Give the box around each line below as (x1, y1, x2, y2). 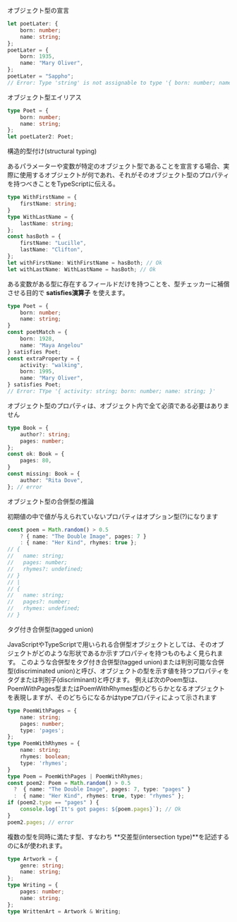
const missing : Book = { (7, 470, 80, 477)
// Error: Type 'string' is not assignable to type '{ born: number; (7, 79, 217, 86)
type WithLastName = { (7, 213, 74, 220)
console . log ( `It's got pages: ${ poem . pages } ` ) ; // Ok (20, 806, 181, 813)
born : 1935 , (20, 53, 55, 60)
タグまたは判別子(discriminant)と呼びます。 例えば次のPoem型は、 (7, 675, 202, 683)
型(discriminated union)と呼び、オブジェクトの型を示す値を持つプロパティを (7, 666, 230, 675)
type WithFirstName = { (7, 193, 78, 201)
